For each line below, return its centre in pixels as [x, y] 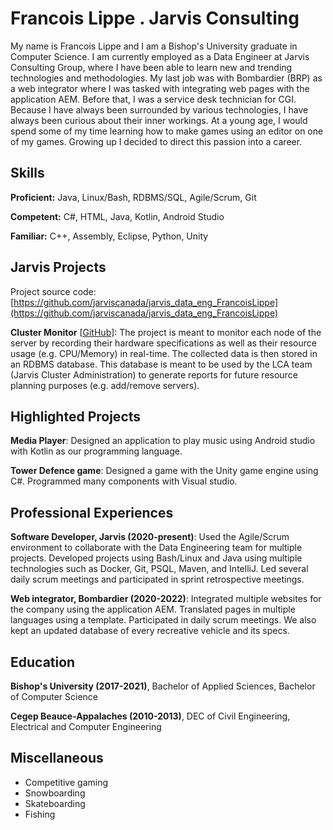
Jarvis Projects [58, 267]
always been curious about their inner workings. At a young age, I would [159, 120]
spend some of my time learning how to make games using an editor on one [167, 131]
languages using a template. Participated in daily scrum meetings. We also [163, 620]
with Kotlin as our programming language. [96, 451]
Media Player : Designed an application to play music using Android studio [163, 441]
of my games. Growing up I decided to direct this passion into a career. [156, 141]
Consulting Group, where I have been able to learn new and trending [151, 67]
